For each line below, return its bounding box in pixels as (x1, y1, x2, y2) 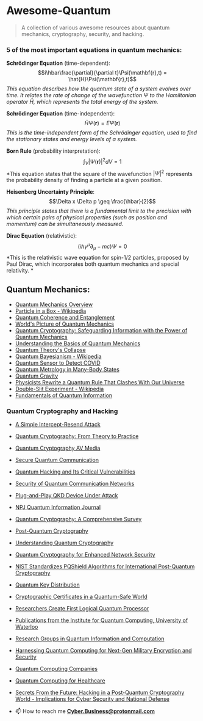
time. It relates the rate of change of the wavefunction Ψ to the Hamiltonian (6, 92, 196, 99)
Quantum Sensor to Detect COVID (15, 359, 101, 367)
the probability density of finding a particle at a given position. (6, 177, 163, 184)
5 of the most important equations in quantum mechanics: (6, 45, 182, 54)
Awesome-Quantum (6, 4, 111, 18)
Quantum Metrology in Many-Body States (15, 365, 120, 373)
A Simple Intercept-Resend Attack (15, 420, 101, 428)
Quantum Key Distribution (15, 581, 80, 588)
